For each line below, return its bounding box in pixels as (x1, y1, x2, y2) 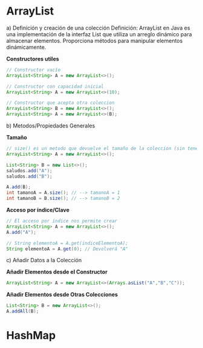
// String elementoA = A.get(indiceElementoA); (6, 240, 129, 246)
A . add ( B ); (6, 184, 31, 190)
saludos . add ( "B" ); (6, 173, 53, 179)
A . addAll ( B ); (6, 308, 39, 315)
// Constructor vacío (6, 66, 61, 73)
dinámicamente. (6, 43, 47, 51)
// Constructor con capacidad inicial (6, 83, 104, 89)
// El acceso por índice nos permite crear (6, 218, 118, 224)
